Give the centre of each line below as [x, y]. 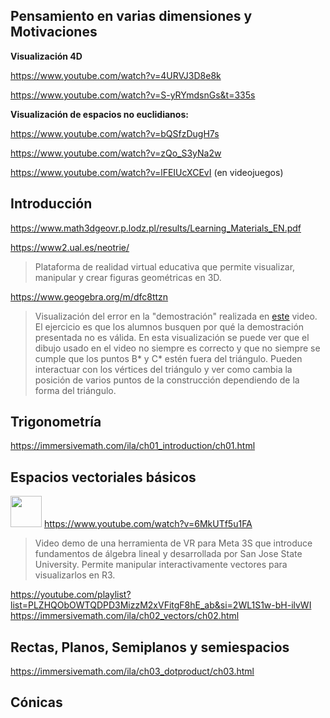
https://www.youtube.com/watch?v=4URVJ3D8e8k [116, 75]
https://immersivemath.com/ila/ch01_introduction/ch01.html [133, 446]
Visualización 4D [46, 56]
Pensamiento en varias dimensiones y [131, 16]
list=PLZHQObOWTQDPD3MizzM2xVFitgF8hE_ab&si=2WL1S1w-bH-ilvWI [161, 605]
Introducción [51, 204]
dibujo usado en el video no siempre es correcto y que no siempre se [177, 348]
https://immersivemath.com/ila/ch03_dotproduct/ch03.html [132, 671]
